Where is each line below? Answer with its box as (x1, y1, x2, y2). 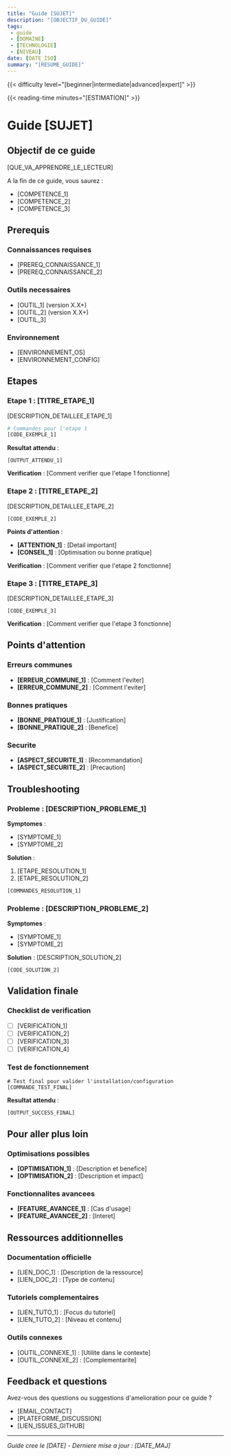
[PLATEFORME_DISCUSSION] (16, 1415, 102, 1423)
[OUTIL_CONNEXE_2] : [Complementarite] (16, 1356, 137, 1364)
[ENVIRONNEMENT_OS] (16, 348, 85, 356)
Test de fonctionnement (7, 1062, 89, 1072)
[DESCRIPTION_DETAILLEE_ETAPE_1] (7, 411, 112, 420)
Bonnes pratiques (7, 700, 68, 709)
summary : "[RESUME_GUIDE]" (7, 61, 85, 68)
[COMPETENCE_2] (16, 197, 71, 205)
